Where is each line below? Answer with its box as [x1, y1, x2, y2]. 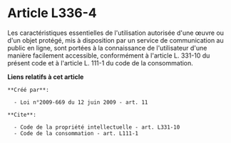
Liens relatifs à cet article [7, 73, 84, 81]
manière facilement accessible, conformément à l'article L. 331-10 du [7, 51, 210, 60]
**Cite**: [7, 111, 37, 118]
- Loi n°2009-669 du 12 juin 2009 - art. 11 [14, 98, 148, 106]
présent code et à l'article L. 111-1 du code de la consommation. [7, 58, 194, 67]
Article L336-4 [7, 5, 98, 21]
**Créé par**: [7, 86, 50, 93]
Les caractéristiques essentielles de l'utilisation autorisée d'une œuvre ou [7, 28, 225, 37]
